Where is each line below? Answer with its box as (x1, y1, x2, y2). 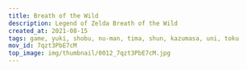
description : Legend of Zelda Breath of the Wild (8, 19, 179, 27)
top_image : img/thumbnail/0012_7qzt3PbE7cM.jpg (8, 49, 171, 57)
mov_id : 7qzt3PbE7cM (8, 42, 78, 50)
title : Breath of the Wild (8, 11, 99, 20)
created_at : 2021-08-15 (8, 27, 89, 35)
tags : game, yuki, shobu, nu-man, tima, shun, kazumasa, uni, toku (8, 34, 240, 43)
